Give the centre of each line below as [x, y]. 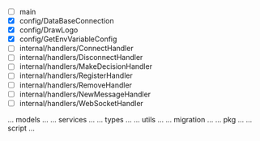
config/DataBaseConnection [66, 21]
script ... [21, 128]
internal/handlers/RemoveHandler [76, 85]
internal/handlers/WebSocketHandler [81, 103]
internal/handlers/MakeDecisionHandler [86, 66]
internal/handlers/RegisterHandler [76, 75]
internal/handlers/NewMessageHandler [85, 94]
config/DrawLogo [49, 30]
